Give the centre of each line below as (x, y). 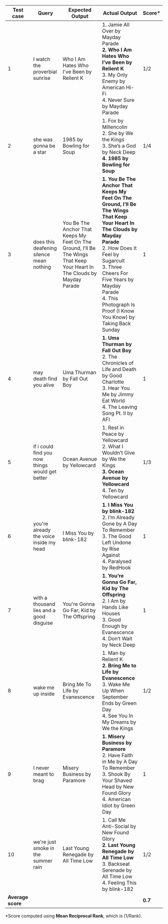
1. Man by (114, 653)
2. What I (112, 446)
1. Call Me (114, 820)
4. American (116, 799)
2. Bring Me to (119, 666)
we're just (45, 842)
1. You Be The (119, 179)
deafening (45, 248)
